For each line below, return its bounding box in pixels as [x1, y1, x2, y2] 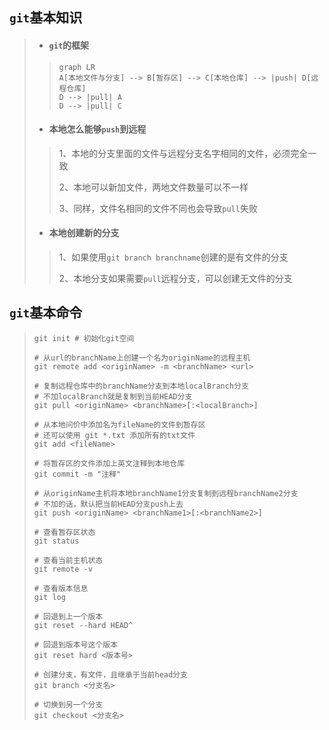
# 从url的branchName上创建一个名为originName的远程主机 [33, 353, 251, 363]
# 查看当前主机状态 [33, 555, 104, 565]
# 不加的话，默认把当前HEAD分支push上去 [33, 499, 184, 509]
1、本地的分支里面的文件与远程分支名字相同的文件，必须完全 [58, 147, 309, 159]
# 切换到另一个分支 [33, 699, 104, 710]
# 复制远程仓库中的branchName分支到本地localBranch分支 [33, 381, 249, 391]
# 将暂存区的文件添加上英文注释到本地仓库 [33, 458, 186, 468]
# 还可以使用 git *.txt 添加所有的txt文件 [33, 430, 196, 440]
